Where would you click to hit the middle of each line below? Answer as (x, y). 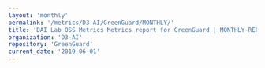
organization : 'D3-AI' (45, 37)
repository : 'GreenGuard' (50, 45)
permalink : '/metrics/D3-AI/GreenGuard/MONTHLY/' (91, 23)
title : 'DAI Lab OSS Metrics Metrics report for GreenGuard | (112, 30)
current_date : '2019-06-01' (54, 52)
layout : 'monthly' (38, 15)
